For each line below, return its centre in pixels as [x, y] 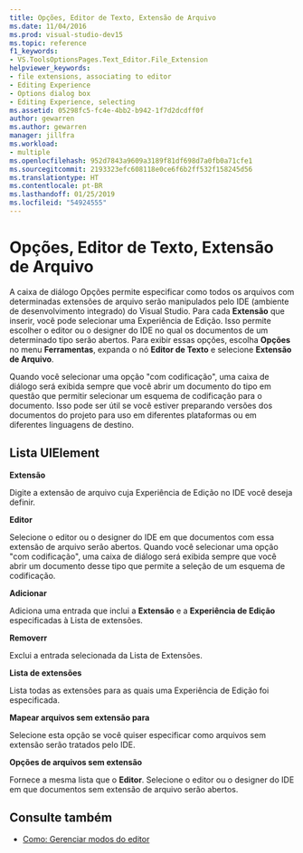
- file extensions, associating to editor [90, 77]
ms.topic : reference [48, 43]
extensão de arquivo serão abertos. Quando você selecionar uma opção [144, 546]
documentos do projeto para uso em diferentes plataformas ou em [133, 415]
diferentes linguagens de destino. [71, 424]
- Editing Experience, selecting [72, 102]
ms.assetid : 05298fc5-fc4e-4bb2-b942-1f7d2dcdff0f [107, 110]
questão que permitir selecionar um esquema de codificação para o [136, 395]
